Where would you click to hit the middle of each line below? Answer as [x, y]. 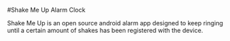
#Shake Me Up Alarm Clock [46, 10]
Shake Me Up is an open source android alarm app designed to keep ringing [115, 23]
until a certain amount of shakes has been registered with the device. [105, 30]
